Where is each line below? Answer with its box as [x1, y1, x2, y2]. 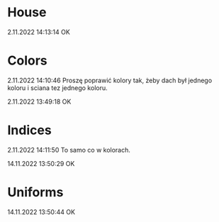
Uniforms [7, 184, 64, 200]
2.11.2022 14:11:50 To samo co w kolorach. [7, 145, 131, 154]
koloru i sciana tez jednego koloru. [7, 83, 108, 92]
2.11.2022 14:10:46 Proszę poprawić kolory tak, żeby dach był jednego [7, 76, 213, 84]
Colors [7, 52, 47, 69]
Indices [7, 122, 52, 138]
